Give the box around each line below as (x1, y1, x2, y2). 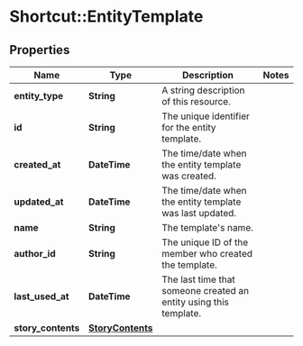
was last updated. (161, 207, 237, 219)
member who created (161, 248, 253, 259)
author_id (14, 248, 56, 259)
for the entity (161, 122, 216, 133)
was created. (161, 169, 216, 182)
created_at (14, 159, 61, 170)
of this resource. (161, 96, 232, 107)
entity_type (14, 90, 64, 102)
